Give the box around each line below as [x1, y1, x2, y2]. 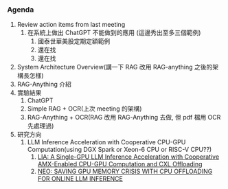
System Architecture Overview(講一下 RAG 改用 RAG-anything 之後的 [16, 63, 213, 71]
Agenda [7, 5, 34, 14]
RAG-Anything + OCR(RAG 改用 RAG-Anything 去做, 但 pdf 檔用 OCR [27, 113, 221, 122]
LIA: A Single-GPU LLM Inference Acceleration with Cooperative [37, 153, 220, 161]
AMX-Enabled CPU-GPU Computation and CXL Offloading [37, 160, 203, 168]
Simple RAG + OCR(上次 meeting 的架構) [27, 104, 142, 113]
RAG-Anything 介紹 [16, 80, 72, 89]
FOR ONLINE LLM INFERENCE [37, 175, 124, 183]
